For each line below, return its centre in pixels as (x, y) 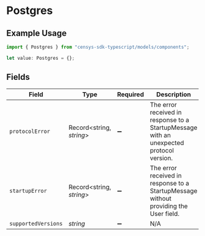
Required (131, 94)
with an (160, 135)
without (161, 198)
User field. (165, 213)
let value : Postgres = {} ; (41, 58)
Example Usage (37, 33)
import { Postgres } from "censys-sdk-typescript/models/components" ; (98, 47)
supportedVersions (36, 223)
